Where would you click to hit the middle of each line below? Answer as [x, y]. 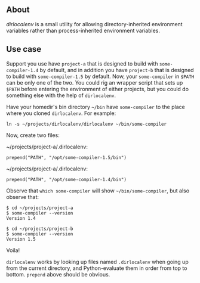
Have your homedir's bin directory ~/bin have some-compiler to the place [96, 107]
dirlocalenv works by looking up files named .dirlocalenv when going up [98, 262]
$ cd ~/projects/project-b [40, 229]
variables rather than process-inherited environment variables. [83, 30]
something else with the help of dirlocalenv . [61, 95]
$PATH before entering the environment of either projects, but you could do [98, 89]
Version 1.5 [21, 239]
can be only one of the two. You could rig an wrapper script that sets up [95, 82]
